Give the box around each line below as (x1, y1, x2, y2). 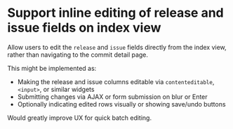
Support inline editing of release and (7, 5, 224, 21)
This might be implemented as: (7, 64, 97, 72)
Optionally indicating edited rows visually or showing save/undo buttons (17, 100, 226, 108)
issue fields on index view (7, 20, 161, 36)
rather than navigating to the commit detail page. (7, 50, 149, 59)
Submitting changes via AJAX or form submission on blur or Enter (17, 93, 208, 101)
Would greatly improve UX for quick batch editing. (7, 114, 152, 122)
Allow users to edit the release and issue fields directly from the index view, (7, 43, 227, 51)
